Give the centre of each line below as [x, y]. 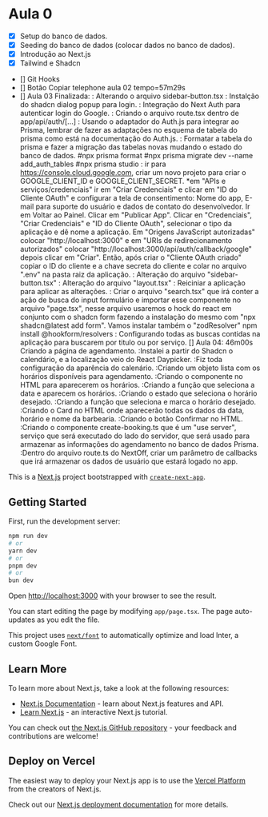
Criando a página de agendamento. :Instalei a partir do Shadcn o [126, 351]
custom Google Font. [43, 644]
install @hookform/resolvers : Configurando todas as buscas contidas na [140, 334]
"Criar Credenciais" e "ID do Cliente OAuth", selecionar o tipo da [126, 224]
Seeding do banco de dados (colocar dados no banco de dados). [127, 45]
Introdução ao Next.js [55, 54]
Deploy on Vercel [52, 761]
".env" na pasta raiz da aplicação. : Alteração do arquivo [112, 275]
